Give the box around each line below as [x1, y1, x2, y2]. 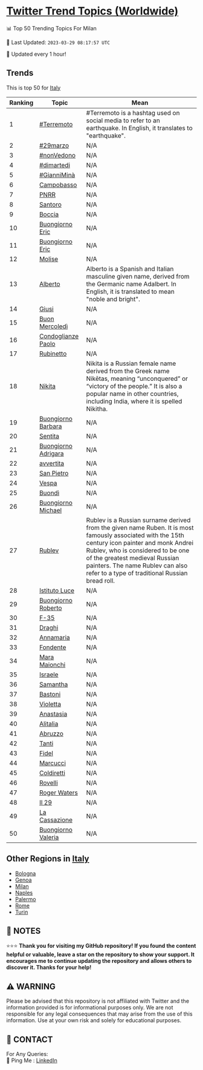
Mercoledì [39, 322, 68, 331]
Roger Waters [39, 788, 79, 797]
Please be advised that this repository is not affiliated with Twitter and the [6, 997, 189, 1005]
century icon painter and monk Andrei [86, 538, 194, 547]
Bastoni [39, 690, 61, 698]
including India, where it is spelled [86, 397, 182, 405]
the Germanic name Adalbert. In [86, 280, 176, 288]
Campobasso [39, 180, 77, 189]
